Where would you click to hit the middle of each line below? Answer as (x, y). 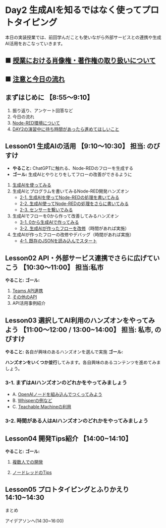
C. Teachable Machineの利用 (42, 407)
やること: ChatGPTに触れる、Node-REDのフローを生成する (73, 168)
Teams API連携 (28, 291)
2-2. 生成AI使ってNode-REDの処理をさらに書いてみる (74, 203)
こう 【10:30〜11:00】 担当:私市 (55, 267)
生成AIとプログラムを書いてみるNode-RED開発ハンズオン (71, 191)
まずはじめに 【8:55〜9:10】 (49, 98)
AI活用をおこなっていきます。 (35, 43)
